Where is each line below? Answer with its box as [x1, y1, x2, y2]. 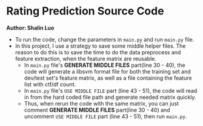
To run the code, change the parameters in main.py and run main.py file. [15, 36, 195, 43]
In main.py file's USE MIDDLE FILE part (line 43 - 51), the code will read [24, 87, 198, 94]
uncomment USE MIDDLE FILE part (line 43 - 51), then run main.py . [24, 113, 187, 120]
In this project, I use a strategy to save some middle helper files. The [15, 42, 186, 49]
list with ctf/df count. [24, 80, 76, 88]
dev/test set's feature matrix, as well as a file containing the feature [24, 74, 192, 81]
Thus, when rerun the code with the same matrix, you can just [24, 99, 179, 107]
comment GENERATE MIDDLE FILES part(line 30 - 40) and [24, 106, 171, 113]
